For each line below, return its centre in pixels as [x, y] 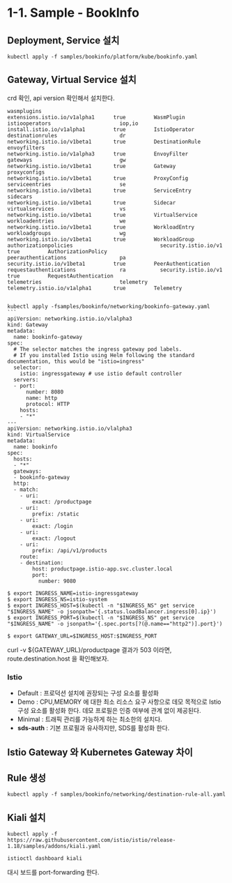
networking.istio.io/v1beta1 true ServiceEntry [99, 190]
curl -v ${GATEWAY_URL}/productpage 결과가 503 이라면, [90, 649]
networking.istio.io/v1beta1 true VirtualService [102, 215]
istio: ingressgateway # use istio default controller [101, 373]
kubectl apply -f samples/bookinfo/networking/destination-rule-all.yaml [117, 794]
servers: [26, 379]
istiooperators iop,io [73, 123]
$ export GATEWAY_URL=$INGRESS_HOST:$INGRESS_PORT [82, 636]
